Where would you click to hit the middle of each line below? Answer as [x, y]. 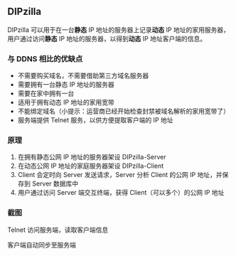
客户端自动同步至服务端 [42, 245]
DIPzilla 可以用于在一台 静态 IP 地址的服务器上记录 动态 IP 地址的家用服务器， [118, 30]
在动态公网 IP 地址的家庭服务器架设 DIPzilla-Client [91, 166]
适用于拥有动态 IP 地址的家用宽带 [66, 102]
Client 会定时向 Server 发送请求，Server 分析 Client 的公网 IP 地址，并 [120, 175]
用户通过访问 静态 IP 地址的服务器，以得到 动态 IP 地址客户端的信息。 [107, 38]
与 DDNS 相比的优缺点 [45, 58]
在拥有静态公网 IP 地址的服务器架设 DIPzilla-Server [92, 157]
